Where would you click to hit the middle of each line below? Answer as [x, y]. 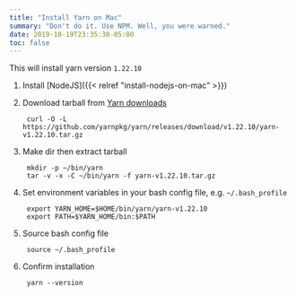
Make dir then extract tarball [74, 152]
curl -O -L [47, 119]
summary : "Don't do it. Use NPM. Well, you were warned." [120, 26]
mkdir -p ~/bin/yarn [65, 168]
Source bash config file [65, 233]
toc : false [30, 43]
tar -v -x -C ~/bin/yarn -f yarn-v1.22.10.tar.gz [121, 176]
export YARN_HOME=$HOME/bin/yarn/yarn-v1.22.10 [117, 209]
